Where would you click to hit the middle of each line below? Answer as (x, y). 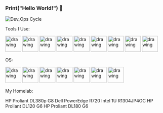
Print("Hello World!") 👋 (34, 8)
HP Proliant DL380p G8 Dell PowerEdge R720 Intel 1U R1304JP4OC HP (79, 101)
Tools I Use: (18, 29)
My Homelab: (19, 91)
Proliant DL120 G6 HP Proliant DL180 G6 (47, 106)
